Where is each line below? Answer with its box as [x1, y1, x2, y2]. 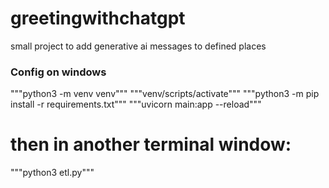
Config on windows [10, 65, 107, 79]
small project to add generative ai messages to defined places [10, 40, 267, 52]
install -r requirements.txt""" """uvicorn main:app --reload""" [10, 98, 262, 111]
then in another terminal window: [10, 133, 292, 156]
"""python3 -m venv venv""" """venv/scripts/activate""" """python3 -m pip [10, 88, 320, 100]
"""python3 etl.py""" [10, 167, 95, 179]
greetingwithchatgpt [10, 7, 186, 30]
